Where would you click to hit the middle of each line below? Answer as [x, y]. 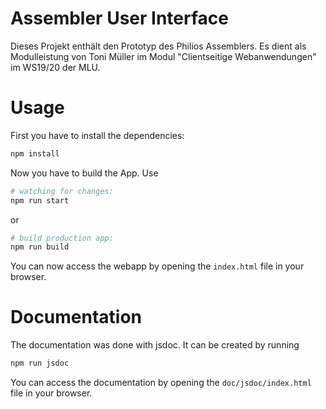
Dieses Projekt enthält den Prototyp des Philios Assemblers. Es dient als [158, 46]
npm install [35, 153]
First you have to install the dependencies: [97, 135]
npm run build [40, 247]
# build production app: [62, 238]
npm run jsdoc [40, 363]
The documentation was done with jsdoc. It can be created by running [155, 345]
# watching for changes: [62, 191]
